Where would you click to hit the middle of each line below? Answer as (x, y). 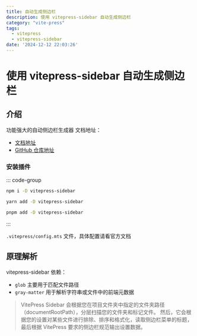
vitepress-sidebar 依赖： (36, 272)
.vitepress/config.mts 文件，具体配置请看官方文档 (69, 236)
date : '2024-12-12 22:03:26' (42, 45)
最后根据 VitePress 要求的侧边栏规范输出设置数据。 (83, 327)
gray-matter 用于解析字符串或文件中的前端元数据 (74, 292)
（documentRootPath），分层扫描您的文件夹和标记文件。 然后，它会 (104, 312)
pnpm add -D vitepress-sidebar (45, 212)
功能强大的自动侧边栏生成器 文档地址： (54, 130)
